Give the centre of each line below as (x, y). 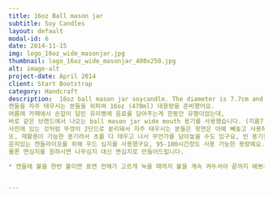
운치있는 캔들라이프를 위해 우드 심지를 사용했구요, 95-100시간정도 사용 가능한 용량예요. (137, 144)
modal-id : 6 (28, 39)
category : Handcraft (43, 91)
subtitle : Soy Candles (47, 24)
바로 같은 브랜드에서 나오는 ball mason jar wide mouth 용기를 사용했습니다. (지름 (134, 122)
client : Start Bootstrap (50, 84)
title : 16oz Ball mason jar (56, 16)
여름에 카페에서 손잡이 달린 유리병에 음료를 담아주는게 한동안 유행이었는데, (117, 114)
